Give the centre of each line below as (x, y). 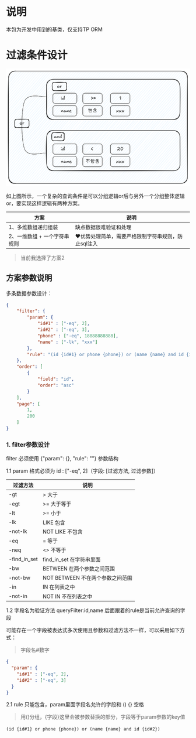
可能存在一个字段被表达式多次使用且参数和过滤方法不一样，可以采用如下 (93, 630)
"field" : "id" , (56, 379)
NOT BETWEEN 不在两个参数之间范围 (87, 578)
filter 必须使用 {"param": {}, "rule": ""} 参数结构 (62, 459)
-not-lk (18, 531)
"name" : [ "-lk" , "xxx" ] (67, 342)
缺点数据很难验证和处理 (103, 227)
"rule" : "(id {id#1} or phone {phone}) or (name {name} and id (105, 354)
